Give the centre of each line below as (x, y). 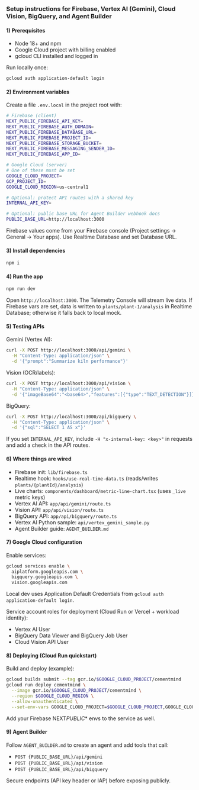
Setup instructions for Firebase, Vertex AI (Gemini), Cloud (91, 9)
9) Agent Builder (27, 732)
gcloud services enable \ (38, 566)
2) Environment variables (38, 92)
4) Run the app (25, 276)
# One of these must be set (41, 170)
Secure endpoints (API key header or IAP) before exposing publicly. (88, 781)
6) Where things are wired (39, 459)
